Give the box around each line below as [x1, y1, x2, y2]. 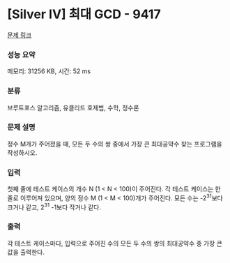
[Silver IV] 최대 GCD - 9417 [7, 6, 162, 22]
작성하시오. [7, 148, 38, 157]
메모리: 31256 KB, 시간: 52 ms [7, 67, 91, 75]
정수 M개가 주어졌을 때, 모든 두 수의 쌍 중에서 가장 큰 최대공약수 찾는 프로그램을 [7, 140, 222, 148]
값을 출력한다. [7, 248, 45, 256]
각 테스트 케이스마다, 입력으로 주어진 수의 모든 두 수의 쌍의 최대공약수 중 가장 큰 [7, 239, 223, 248]
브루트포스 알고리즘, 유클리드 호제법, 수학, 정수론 [7, 103, 139, 112]
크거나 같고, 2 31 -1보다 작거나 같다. [7, 202, 101, 211]
